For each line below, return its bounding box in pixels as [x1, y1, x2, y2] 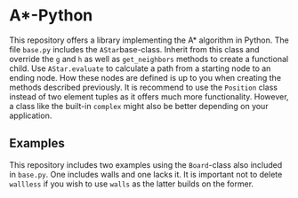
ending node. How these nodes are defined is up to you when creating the [9, 72, 282, 83]
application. [9, 110, 52, 121]
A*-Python [9, 5, 93, 26]
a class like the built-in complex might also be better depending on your [9, 100, 269, 111]
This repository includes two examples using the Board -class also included [9, 159, 283, 170]
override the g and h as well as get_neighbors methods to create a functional [9, 53, 289, 64]
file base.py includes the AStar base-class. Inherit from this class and [9, 44, 260, 54]
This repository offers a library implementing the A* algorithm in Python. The [9, 35, 289, 45]
